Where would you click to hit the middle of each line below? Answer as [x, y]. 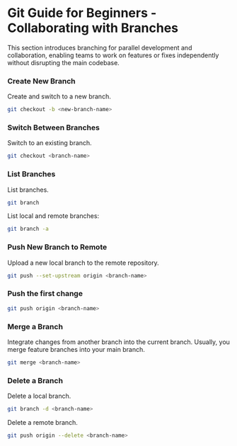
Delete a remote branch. [42, 423]
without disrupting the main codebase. [64, 62]
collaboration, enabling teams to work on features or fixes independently [113, 55]
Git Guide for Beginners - [82, 13]
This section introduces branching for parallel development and [100, 47]
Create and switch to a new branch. [59, 96]
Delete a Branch [35, 380]
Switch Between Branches [54, 127]
